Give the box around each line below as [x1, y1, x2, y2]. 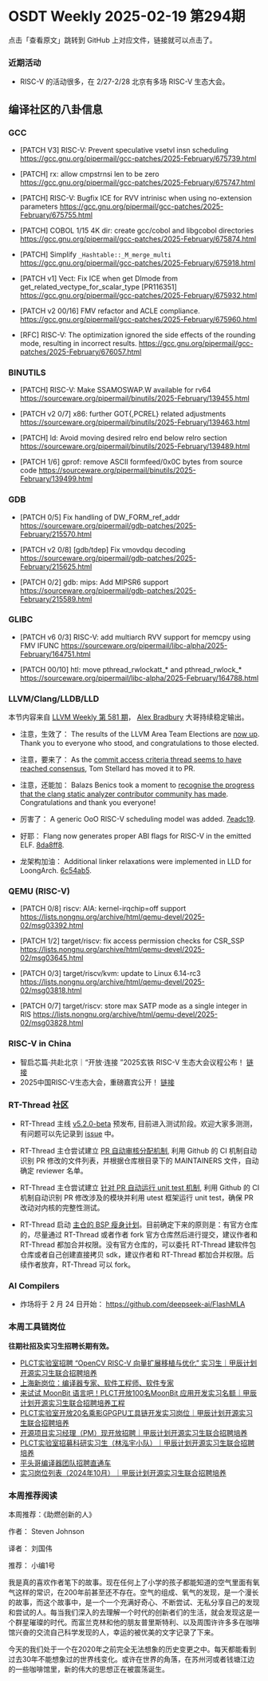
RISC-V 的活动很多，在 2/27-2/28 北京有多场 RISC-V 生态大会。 [19, 77, 230, 86]
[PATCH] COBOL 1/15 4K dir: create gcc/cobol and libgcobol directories [19, 225, 254, 235]
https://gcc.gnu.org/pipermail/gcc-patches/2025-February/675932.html [19, 290, 258, 300]
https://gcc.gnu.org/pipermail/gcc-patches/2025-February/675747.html [19, 177, 255, 187]
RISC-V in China [8, 1038, 72, 1050]
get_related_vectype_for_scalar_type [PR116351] [19, 281, 177, 292]
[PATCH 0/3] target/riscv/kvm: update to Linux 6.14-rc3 [19, 969, 201, 978]
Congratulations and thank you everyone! [19, 798, 156, 807]
